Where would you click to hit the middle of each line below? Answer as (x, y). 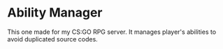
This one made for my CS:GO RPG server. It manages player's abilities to (112, 32)
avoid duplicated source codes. (52, 39)
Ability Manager (55, 13)
